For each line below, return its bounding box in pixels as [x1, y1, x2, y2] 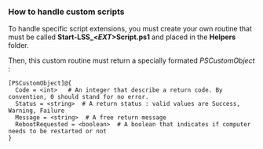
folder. [8, 41, 29, 50]
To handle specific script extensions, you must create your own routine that [8, 24, 253, 34]
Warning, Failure [8, 107, 65, 115]
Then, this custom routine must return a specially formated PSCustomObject [8, 56, 255, 65]
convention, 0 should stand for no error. [8, 93, 149, 101]
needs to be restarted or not [8, 128, 108, 136]
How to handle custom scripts [8, 6, 125, 17]
